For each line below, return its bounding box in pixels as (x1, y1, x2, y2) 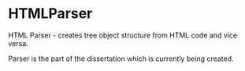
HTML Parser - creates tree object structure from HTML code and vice (8, 30, 238, 40)
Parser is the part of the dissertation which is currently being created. (8, 54, 234, 63)
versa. (8, 38, 29, 48)
